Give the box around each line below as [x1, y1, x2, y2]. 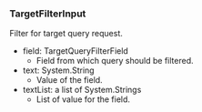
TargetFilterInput [9, 7, 86, 20]
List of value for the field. [35, 94, 130, 105]
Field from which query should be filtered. [35, 56, 194, 66]
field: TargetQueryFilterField [22, 46, 129, 56]
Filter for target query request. [9, 28, 123, 39]
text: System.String [22, 65, 95, 76]
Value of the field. [35, 75, 103, 86]
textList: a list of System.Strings [22, 85, 142, 96]
